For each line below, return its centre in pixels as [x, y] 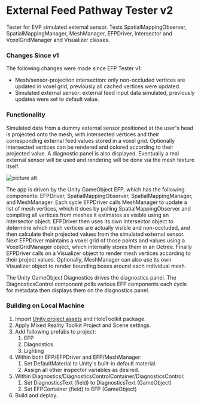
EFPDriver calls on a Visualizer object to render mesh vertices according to [99, 253]
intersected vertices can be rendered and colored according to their [90, 147]
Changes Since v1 [33, 55]
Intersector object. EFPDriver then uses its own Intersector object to [90, 221]
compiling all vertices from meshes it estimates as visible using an [88, 215]
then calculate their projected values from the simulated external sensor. [95, 234]
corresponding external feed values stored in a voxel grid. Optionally [91, 140]
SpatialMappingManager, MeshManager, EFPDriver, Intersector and [89, 33]
